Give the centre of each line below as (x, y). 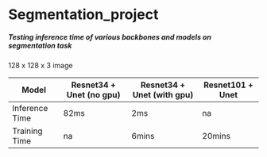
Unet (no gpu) (93, 95)
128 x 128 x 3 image (41, 66)
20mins (216, 136)
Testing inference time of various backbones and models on (110, 36)
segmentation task (40, 45)
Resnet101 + (229, 85)
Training (27, 131)
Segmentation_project (83, 15)
